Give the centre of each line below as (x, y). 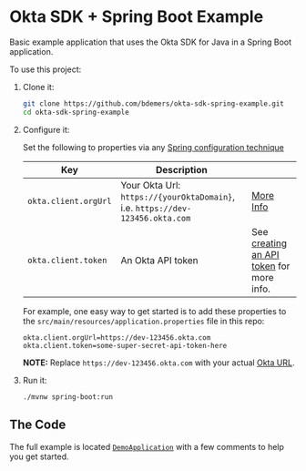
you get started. (40, 456)
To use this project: (46, 69)
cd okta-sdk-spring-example (76, 112)
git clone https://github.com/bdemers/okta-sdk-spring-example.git (153, 103)
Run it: (35, 380)
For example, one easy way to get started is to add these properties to (154, 311)
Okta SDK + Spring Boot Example (137, 17)
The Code (38, 425)
